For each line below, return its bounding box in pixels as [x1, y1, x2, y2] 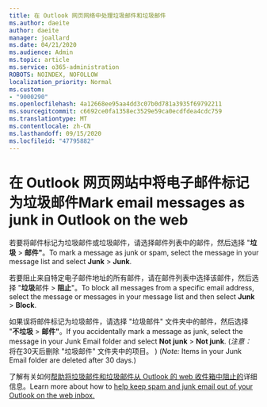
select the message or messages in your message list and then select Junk [9, 292, 255, 301]
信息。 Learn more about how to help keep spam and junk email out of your [9, 382, 253, 391]
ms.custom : [9, 85, 45, 94]
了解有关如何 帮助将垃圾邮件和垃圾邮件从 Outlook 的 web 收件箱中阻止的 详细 [9, 372, 258, 382]
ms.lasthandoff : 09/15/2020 [9, 129, 102, 137]
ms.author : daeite [9, 19, 70, 27]
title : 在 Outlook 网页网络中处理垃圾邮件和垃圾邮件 [9, 11, 166, 20]
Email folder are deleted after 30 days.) [9, 355, 137, 365]
